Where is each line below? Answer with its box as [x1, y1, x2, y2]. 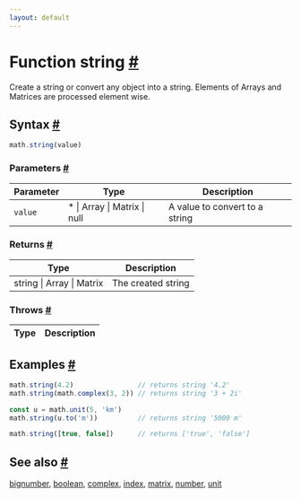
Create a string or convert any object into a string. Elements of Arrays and [9, 82, 282, 92]
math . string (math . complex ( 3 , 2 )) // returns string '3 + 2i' [9, 389, 243, 398]
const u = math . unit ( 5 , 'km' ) [9, 405, 123, 414]
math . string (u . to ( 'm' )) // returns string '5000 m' [9, 414, 243, 423]
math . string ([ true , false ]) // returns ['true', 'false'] [9, 430, 251, 439]
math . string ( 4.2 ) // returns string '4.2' [9, 380, 230, 389]
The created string [111, 276, 190, 289]
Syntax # [9, 117, 61, 132]
